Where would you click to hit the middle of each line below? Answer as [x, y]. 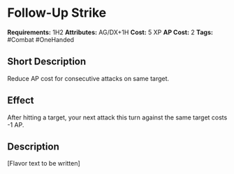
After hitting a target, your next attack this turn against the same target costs [117, 117]
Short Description [47, 62]
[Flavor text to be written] [44, 164]
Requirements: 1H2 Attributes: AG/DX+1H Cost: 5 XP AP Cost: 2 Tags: [110, 32]
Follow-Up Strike [57, 13]
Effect [21, 100]
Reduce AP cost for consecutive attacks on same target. [88, 78]
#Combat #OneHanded [41, 39]
